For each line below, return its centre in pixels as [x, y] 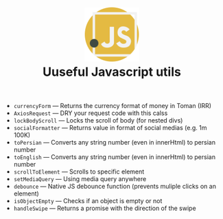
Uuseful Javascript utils [112, 72]
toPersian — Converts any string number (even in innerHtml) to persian [115, 142]
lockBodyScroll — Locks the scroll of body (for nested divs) [98, 120]
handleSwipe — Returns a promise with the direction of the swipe [105, 208]
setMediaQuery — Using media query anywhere [80, 178]
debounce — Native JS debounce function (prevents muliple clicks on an [115, 186]
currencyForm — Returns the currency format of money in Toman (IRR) [112, 105]
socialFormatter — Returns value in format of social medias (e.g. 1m [110, 127]
